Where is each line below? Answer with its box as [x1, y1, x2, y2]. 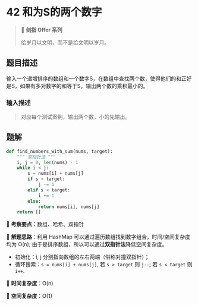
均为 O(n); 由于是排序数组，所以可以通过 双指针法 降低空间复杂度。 [6, 241, 168, 248]
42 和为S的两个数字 [6, 5, 102, 19]
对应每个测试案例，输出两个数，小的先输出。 [20, 114, 131, 121]
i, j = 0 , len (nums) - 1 [17, 159, 78, 165]
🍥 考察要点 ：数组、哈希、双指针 [6, 221, 84, 228]
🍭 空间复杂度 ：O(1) [6, 293, 52, 300]
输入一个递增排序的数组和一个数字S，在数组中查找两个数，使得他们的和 [6, 75, 181, 82]
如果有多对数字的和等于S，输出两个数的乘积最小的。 [20, 82, 149, 89]
